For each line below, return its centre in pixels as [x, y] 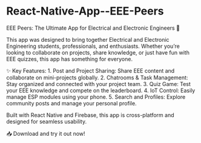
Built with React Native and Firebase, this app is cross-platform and [90, 115]
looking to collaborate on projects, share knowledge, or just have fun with [98, 52]
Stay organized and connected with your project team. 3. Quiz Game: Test [98, 84]
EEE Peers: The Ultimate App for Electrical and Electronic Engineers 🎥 [93, 28]
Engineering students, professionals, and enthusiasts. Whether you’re [93, 46]
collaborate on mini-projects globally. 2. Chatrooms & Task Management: [97, 78]
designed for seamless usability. [46, 121]
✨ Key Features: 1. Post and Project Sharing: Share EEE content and [91, 70]
